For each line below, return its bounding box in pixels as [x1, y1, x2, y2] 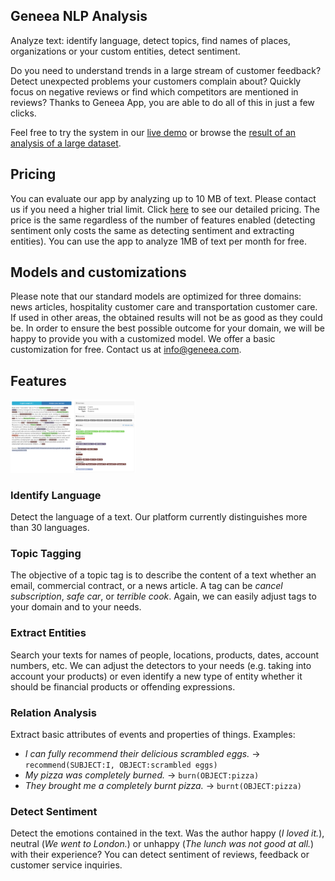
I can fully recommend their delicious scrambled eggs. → [24, 748, 261, 760]
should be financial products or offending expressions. [10, 680, 236, 693]
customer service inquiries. [10, 859, 123, 871]
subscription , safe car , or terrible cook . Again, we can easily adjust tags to [10, 590, 317, 603]
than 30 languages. [10, 522, 90, 534]
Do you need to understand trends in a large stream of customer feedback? [10, 64, 322, 76]
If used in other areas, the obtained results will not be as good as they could [10, 312, 323, 324]
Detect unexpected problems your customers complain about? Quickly [10, 75, 302, 87]
